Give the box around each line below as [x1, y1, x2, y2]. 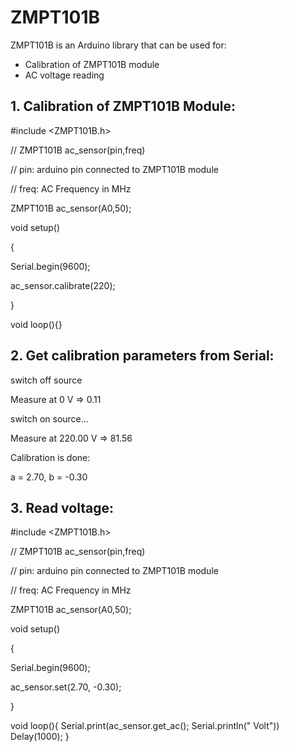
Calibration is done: [10, 451, 91, 463]
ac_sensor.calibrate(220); [10, 279, 116, 291]
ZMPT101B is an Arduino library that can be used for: [10, 39, 227, 51]
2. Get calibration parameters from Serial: [10, 347, 275, 365]
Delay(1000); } [10, 731, 70, 743]
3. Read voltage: [10, 499, 114, 516]
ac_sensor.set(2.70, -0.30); [10, 681, 122, 693]
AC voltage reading [24, 69, 105, 81]
